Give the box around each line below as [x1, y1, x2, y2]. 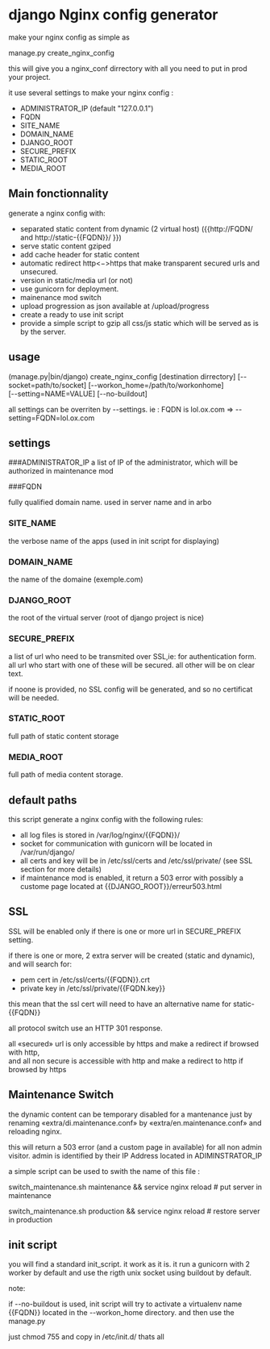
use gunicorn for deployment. [19, 284, 119, 294]
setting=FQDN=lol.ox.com [8, 413, 95, 423]
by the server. [19, 327, 67, 336]
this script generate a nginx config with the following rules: [8, 814, 204, 824]
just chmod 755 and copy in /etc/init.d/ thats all [8, 1332, 165, 1342]
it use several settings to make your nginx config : [8, 87, 174, 98]
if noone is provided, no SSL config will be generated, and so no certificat [8, 684, 253, 694]
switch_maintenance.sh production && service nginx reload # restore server [8, 1206, 260, 1216]
